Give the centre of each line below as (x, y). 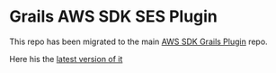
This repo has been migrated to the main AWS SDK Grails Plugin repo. (138, 41)
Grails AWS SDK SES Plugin (114, 17)
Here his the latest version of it (66, 59)
